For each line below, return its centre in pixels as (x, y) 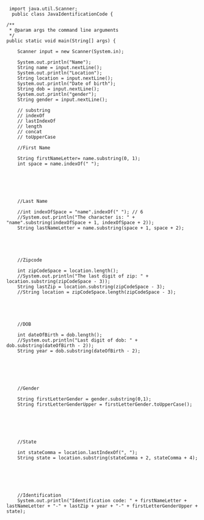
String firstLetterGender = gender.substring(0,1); (84, 399)
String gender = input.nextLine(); (63, 100)
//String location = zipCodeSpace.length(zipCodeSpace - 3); (97, 292)
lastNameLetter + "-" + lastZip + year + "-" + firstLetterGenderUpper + (102, 506)
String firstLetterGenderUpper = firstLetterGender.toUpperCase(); (105, 405)
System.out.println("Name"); (54, 62)
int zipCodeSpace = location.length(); (68, 271)
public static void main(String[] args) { (61, 41)
